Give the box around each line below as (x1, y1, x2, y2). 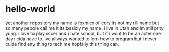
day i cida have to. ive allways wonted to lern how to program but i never (5, 36, 157, 42)
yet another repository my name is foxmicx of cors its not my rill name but (5, 20, 159, 26)
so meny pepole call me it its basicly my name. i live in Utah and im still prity (5, 25, 164, 31)
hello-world (5, 3, 56, 15)
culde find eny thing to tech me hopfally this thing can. (5, 41, 119, 47)
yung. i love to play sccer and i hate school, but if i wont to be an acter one (5, 30, 161, 36)
